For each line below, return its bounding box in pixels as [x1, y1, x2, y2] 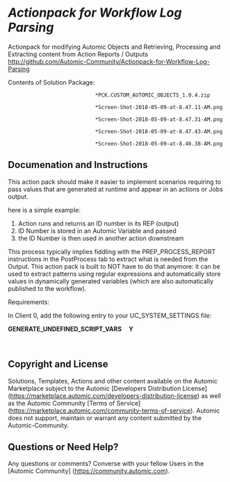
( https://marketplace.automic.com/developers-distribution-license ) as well [8, 391, 222, 400]
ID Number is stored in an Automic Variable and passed [17, 226, 176, 235]
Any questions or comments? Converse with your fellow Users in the [8, 460, 204, 468]
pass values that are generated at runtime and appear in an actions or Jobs [8, 185, 223, 193]
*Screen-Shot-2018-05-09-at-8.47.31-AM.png [95, 116, 223, 123]
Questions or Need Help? [8, 441, 119, 453]
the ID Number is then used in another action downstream [17, 234, 184, 242]
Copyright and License [8, 358, 108, 370]
